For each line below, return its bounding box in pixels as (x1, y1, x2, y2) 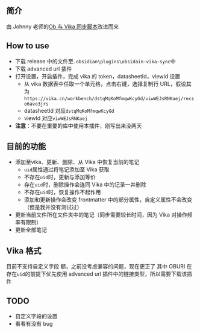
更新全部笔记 (14, 226, 47, 233)
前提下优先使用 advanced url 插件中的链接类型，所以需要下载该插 (30, 270, 193, 277)
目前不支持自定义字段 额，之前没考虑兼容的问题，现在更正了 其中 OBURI (6, 263, 186, 270)
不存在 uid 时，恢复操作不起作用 (23, 189, 101, 196)
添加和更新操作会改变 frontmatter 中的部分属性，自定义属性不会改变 (23, 196, 193, 203)
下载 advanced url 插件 (14, 65, 72, 72)
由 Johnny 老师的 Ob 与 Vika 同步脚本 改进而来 (6, 23, 119, 30)
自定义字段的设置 (14, 312, 58, 320)
